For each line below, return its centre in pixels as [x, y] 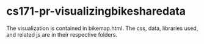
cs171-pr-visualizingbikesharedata [96, 11]
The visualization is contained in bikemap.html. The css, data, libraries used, [102, 28]
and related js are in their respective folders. [62, 34]
